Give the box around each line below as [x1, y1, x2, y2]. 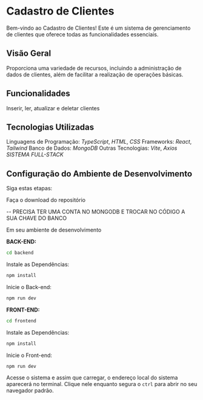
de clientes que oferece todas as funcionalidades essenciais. [6, 30, 159, 38]
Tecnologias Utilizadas [6, 122, 95, 132]
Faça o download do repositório [6, 196, 86, 204]
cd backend [6, 250, 34, 256]
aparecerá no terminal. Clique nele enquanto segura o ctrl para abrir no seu [6, 381, 198, 388]
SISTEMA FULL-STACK [6, 151, 64, 158]
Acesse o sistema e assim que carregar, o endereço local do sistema [6, 374, 178, 381]
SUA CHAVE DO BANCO [6, 215, 67, 222]
